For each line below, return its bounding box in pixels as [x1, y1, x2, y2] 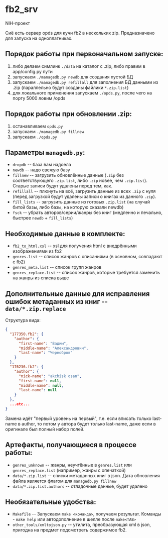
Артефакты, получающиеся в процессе [5, 441, 137, 449]
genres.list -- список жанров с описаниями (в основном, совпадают [12, 254, 162, 260]
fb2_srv [5, 4, 39, 15]
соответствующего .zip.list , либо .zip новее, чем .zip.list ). [12, 177, 148, 184]
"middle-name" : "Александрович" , [18, 346, 89, 351]
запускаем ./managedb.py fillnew [12, 128, 84, 134]
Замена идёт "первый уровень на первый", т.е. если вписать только [5, 415, 151, 421]
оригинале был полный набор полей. [5, 426, 85, 432]
